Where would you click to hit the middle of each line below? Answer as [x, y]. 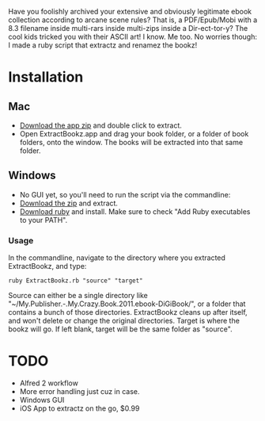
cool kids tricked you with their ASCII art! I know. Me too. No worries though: [133, 36]
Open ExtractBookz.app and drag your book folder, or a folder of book [134, 134]
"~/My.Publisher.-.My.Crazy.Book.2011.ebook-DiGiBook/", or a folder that [127, 304]
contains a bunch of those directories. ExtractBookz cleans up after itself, [128, 312]
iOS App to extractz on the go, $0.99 [79, 408]
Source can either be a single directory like [78, 296]
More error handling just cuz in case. [79, 392]
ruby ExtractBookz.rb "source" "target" [76, 281]
